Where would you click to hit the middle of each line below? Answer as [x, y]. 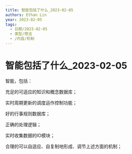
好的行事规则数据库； [28, 113]
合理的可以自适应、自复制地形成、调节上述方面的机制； [63, 146]
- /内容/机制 [22, 39]
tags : [11, 24]
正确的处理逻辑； [23, 124]
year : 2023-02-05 [24, 20]
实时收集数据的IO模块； [30, 135]
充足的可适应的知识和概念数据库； [41, 92]
